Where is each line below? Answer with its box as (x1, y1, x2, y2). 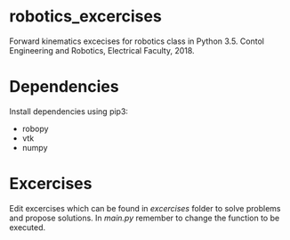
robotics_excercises (9, 6, 162, 27)
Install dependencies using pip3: (9, 105, 129, 117)
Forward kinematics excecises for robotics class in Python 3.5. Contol (9, 36, 265, 46)
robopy (21, 123, 49, 134)
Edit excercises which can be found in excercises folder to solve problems (9, 203, 281, 213)
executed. (9, 221, 46, 233)
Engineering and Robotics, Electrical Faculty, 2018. (9, 45, 195, 55)
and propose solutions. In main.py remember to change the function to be (9, 212, 280, 223)
